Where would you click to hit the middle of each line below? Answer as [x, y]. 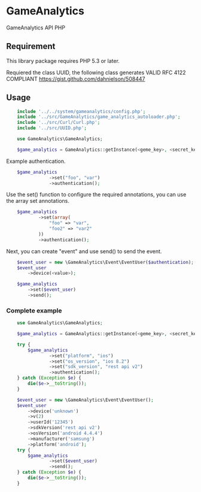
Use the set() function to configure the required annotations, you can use [96, 195]
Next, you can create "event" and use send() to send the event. [84, 251]
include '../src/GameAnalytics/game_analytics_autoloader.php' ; [99, 117]
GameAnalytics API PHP [36, 28]
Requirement [31, 46]
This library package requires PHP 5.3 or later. [63, 60]
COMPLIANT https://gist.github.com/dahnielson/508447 [76, 78]
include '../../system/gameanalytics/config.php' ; [81, 111]
